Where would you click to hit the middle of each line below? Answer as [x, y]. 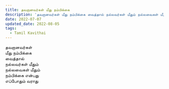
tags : [11, 28]
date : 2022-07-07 [23, 19]
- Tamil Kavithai [28, 33]
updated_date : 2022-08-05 [32, 24]
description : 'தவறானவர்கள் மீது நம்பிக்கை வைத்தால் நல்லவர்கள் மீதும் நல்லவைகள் [82, 14]
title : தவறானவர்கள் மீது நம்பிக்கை [37, 10]
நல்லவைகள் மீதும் [23, 70]
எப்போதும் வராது [22, 81]
